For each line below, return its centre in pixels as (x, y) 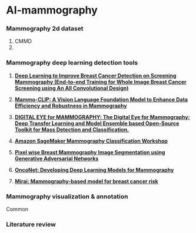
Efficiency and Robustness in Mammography (71, 106)
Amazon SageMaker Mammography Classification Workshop (91, 141)
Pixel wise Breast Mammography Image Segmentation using (90, 152)
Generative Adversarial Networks (57, 158)
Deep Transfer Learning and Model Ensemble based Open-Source (97, 123)
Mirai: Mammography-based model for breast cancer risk (86, 181)
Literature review (31, 224)
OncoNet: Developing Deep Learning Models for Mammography (94, 170)
